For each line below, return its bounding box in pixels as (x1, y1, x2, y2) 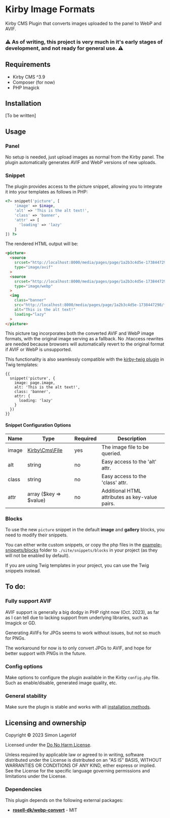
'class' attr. (101, 479, 128, 486)
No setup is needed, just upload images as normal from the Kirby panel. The (5, 154, 164, 160)
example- (142, 541, 162, 548)
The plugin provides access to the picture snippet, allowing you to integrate (5, 183, 163, 189)
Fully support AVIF (5, 598, 52, 605)
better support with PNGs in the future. (5, 650, 87, 656)
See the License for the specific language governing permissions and (5, 768, 150, 774)
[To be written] (5, 112, 36, 119)
